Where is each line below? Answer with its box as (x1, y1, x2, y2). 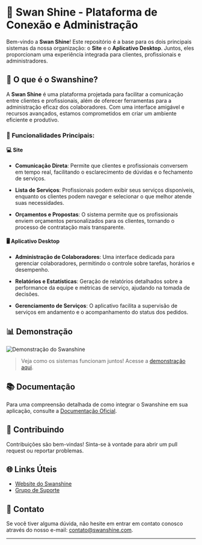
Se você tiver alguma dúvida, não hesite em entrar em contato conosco (6, 520, 183, 528)
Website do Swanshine (14, 480, 72, 487)
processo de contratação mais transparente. (14, 224, 125, 231)
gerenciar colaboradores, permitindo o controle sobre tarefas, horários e (14, 260, 195, 267)
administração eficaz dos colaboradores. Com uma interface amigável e (6, 103, 185, 111)
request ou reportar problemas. (6, 447, 84, 454)
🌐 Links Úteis (6, 464, 57, 474)
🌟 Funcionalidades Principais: (6, 131, 95, 139)
